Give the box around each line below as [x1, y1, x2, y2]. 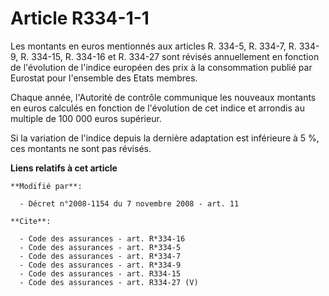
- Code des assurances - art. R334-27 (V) [19, 277, 199, 287]
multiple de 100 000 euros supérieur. [10, 112, 162, 124]
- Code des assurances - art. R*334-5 [19, 242, 182, 252]
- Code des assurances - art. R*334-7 [19, 251, 182, 261]
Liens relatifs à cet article [10, 162, 118, 174]
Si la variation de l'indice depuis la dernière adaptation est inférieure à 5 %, [10, 132, 320, 144]
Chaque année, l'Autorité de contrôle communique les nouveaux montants [10, 91, 317, 103]
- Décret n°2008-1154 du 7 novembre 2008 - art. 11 [19, 198, 240, 209]
